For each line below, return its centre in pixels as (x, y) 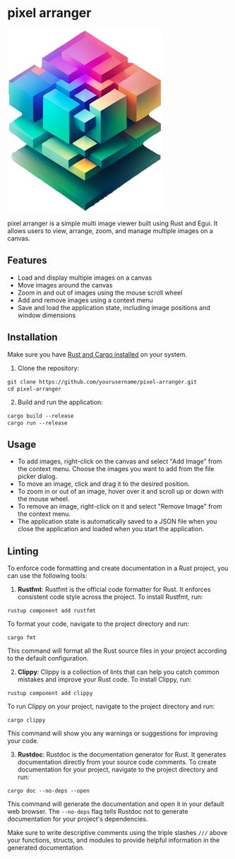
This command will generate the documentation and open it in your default (116, 804)
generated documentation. (46, 848)
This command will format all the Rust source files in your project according (117, 651)
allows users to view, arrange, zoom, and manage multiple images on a (110, 230)
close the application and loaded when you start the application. (111, 529)
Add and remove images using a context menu (85, 300)
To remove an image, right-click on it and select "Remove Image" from (120, 506)
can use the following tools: (47, 576)
